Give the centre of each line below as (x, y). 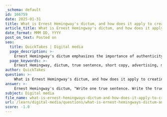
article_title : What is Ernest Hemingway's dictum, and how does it (78, 28)
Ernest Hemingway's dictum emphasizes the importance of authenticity (89, 56)
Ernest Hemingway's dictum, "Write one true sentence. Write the (83, 88)
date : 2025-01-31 (23, 19)
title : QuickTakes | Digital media (46, 47)
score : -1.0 (17, 107)
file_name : (16, 98)
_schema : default (23, 10)
